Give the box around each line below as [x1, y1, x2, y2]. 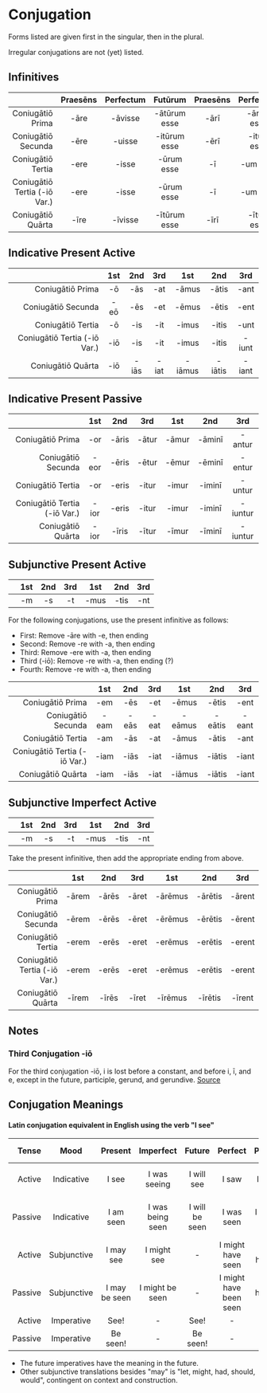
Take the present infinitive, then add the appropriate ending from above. [8, 853, 244, 862]
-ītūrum [154, 209, 185, 220]
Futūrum [153, 94, 187, 105]
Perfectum [104, 94, 146, 105]
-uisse [112, 135, 138, 147]
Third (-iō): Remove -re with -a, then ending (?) [19, 656, 174, 666]
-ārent [230, 891, 255, 901]
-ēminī [197, 457, 223, 468]
